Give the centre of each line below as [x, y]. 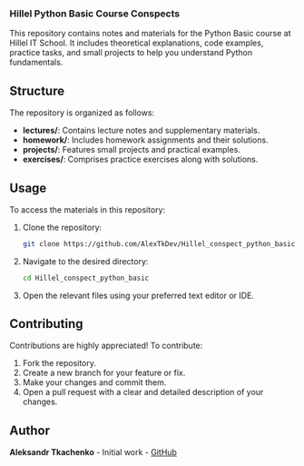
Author [29, 430]
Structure [37, 90]
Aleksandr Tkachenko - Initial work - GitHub [93, 452]
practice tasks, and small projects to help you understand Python [131, 53]
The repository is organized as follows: [82, 113]
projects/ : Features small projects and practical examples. [131, 150]
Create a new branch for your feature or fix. [104, 373]
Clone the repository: [62, 227]
